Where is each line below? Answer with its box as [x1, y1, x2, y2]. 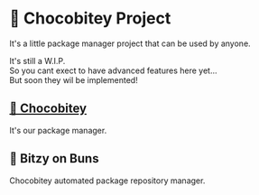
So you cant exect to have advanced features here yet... [9, 65, 217, 76]
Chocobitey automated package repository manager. [9, 175, 206, 186]
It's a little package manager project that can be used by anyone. [9, 38, 251, 49]
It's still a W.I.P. [9, 55, 66, 66]
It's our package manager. [9, 125, 107, 135]
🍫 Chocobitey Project [9, 8, 171, 29]
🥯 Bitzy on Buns [9, 151, 99, 166]
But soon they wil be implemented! [9, 74, 138, 85]
